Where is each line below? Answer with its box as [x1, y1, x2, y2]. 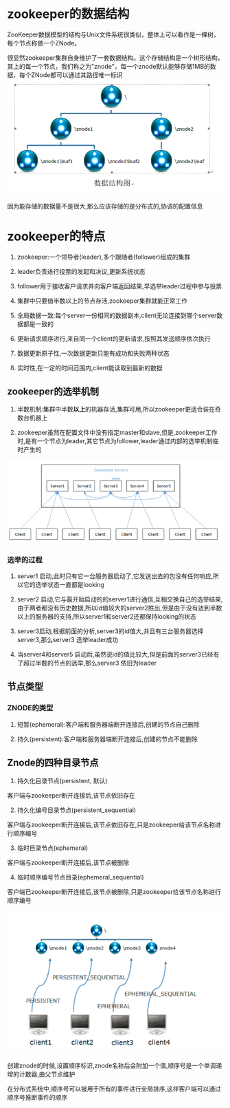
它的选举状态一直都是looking [23, 581, 104, 589]
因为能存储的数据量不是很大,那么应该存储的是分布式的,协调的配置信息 [7, 202, 204, 210]
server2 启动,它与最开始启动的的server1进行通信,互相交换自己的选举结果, [16, 595, 223, 604]
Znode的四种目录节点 [7, 757, 99, 769]
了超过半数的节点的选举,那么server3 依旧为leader [16, 659, 157, 668]
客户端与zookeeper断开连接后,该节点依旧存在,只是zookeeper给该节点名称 [7, 820, 216, 829]
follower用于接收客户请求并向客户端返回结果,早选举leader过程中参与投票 [16, 281, 222, 290]
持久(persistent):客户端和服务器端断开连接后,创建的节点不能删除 [16, 734, 198, 743]
